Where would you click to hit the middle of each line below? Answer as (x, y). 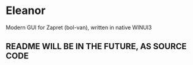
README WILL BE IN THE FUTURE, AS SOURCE (96, 46)
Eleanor (26, 11)
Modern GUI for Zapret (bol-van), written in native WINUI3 (79, 27)
